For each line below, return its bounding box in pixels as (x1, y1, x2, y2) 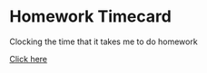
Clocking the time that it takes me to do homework (9, 36, 198, 47)
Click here (9, 53, 48, 64)
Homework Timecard (9, 6, 172, 27)
